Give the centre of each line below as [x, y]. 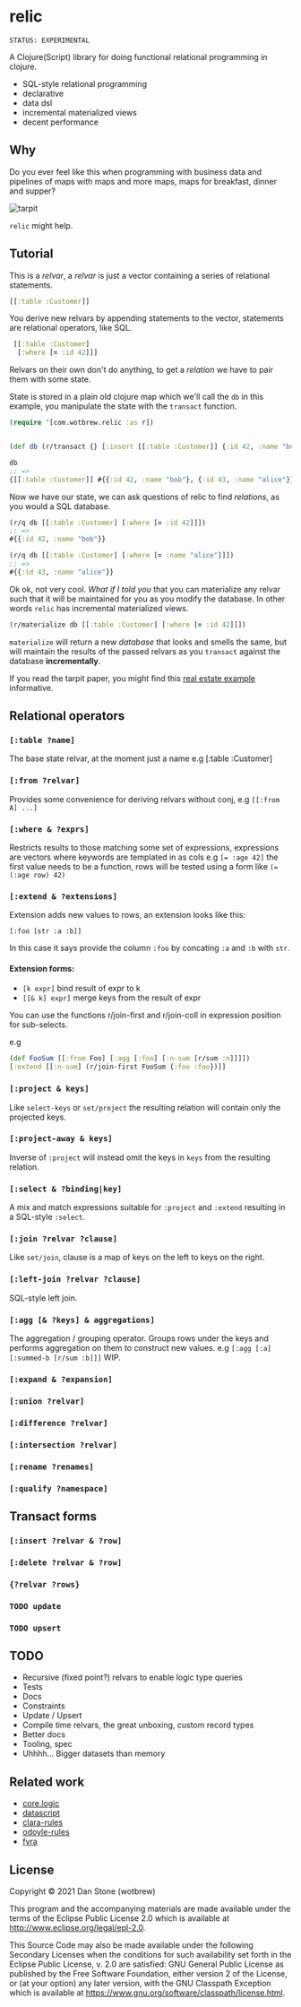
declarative [43, 93]
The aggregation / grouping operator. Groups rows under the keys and [139, 1338]
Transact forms [53, 1516]
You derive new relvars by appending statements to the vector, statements [146, 318]
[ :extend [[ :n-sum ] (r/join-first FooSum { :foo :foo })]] [118, 1067]
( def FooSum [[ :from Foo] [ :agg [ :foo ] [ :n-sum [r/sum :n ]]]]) [130, 1059]
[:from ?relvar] [45, 781]
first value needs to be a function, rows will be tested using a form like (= [144, 866]
